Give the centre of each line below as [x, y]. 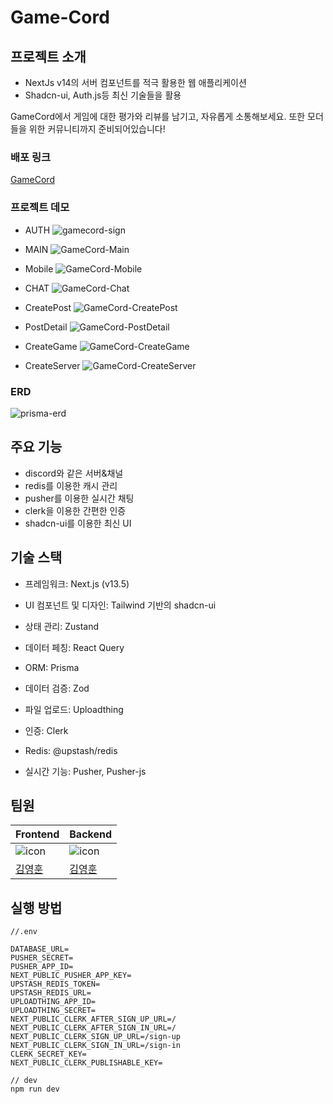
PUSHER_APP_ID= [42, 967]
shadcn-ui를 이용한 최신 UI [78, 523]
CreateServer [52, 365]
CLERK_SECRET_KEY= [48, 1054]
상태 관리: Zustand [62, 626]
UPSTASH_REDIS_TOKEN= [55, 984]
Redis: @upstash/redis [71, 750]
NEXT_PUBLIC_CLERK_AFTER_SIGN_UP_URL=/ [93, 1019]
